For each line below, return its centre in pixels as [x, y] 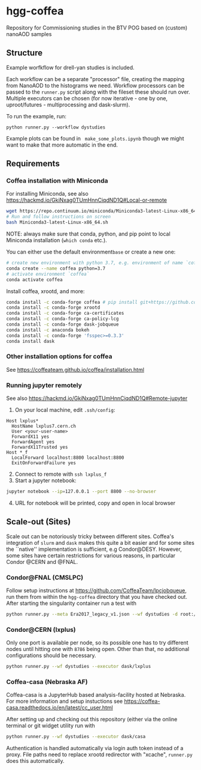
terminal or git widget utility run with [51, 726]
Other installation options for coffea [59, 357]
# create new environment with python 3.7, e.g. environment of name [95, 263]
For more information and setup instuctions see [65, 702]
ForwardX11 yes [31, 437]
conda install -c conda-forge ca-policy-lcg [63, 319]
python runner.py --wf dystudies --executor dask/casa [76, 737]
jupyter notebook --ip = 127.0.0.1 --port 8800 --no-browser [81, 492]
